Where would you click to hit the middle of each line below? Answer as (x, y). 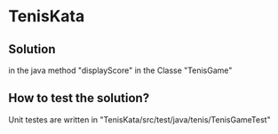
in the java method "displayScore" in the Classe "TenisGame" (120, 70)
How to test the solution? (79, 98)
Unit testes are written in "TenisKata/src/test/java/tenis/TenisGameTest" (140, 119)
